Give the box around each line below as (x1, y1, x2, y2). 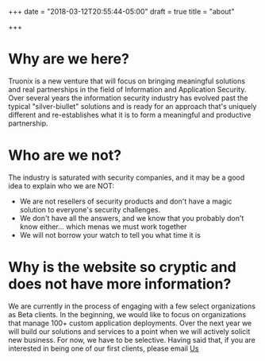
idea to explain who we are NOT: (8, 180, 115, 190)
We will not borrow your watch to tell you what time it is (19, 230, 201, 239)
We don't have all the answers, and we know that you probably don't (19, 213, 244, 223)
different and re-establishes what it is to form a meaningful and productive (8, 110, 252, 119)
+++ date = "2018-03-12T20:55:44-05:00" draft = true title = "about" (8, 7, 235, 16)
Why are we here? (8, 50, 129, 68)
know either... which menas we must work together (19, 222, 187, 231)
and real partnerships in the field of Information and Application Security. (8, 84, 247, 94)
